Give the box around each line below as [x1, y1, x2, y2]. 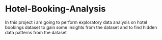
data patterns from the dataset [5, 29, 67, 35]
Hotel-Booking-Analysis [5, 3, 106, 14]
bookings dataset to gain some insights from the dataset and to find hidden [5, 24, 157, 30]
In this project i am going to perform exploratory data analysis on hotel [5, 19, 147, 25]
